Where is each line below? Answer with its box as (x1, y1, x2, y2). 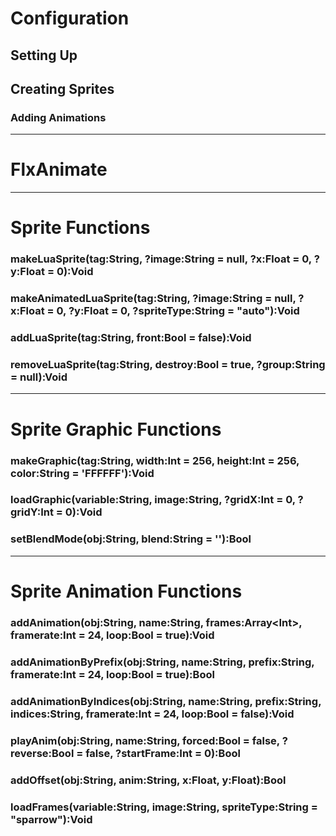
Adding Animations (10, 110, 107, 124)
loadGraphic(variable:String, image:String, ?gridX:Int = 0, (10, 493, 296, 507)
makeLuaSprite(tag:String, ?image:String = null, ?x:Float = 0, (10, 252, 312, 266)
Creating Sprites (10, 80, 115, 97)
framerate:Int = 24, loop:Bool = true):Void (10, 628, 215, 642)
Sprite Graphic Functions (10, 418, 222, 441)
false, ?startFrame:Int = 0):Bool (85, 746, 241, 760)
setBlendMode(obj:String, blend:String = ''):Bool (10, 532, 252, 546)
